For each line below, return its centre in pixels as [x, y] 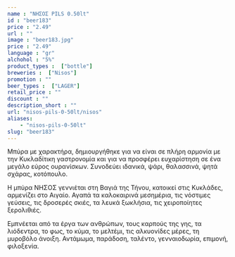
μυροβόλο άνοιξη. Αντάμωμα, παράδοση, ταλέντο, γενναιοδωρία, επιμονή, [118, 239]
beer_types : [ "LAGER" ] [44, 86]
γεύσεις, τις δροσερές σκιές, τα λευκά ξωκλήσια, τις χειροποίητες [105, 203]
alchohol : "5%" [31, 60]
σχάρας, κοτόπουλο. [38, 174]
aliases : [20, 118]
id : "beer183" [30, 20]
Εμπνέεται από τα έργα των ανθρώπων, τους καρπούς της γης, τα [104, 224]
